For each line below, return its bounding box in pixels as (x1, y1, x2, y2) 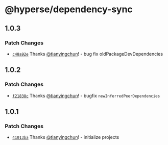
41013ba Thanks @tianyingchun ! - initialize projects (12, 134, 119, 140)
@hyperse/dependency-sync (5, 4, 133, 15)
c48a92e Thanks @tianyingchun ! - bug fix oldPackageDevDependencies (12, 51, 163, 57)
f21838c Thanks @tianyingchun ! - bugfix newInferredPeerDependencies (12, 92, 160, 99)
